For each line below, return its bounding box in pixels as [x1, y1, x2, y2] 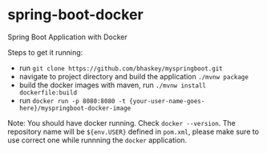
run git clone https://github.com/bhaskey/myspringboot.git [18, 62, 223, 73]
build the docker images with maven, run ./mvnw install [18, 80, 206, 90]
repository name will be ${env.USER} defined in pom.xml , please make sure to [7, 127, 260, 136]
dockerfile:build [18, 88, 78, 97]
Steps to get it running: [7, 47, 83, 57]
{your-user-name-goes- [128, 97, 205, 105]
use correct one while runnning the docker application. [7, 135, 188, 145]
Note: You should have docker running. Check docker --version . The [7, 118, 236, 127]
